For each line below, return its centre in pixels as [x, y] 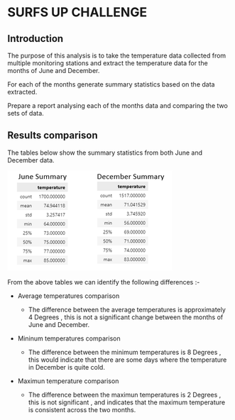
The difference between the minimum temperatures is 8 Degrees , [125, 352]
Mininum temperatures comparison [69, 338]
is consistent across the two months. [82, 409]
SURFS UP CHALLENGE [77, 12]
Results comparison [53, 136]
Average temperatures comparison [69, 296]
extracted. [22, 92]
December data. [31, 160]
